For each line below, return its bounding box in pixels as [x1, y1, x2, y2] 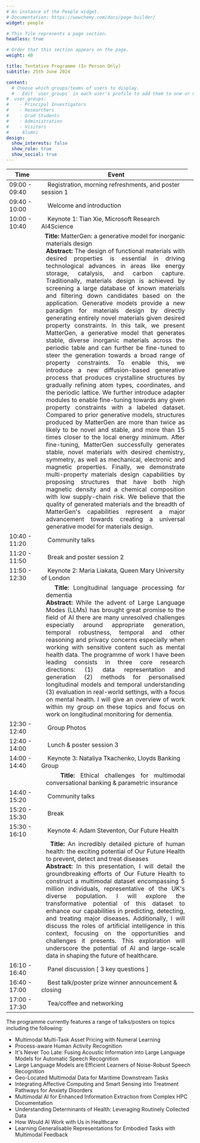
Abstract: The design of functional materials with [45, 247, 185, 255]
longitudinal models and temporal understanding [45, 680, 185, 688]
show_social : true [11, 151, 58, 158]
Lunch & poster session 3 [47, 740, 119, 748]
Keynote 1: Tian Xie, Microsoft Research [47, 215, 160, 223]
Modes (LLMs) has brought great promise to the [45, 605, 185, 614]
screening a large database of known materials [45, 284, 185, 292]
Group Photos [47, 723, 86, 732]
